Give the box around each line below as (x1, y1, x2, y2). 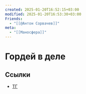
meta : (5, 25, 16, 30)
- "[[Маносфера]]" (9, 30, 47, 35)
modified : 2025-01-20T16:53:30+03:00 (5, 12, 82, 17)
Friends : (5, 16, 23, 21)
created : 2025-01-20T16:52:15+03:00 (5, 7, 79, 12)
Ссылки (5, 70, 31, 79)
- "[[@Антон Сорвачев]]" (9, 21, 60, 26)
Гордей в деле (5, 51, 66, 62)
